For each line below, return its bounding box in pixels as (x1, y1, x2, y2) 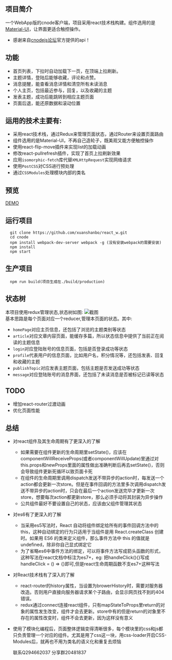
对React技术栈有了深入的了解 (12, 572, 75, 578)
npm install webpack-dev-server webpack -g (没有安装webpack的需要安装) (10, 240, 162, 246)
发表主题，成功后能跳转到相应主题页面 (12, 93, 94, 100)
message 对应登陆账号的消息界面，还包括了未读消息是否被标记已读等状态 (12, 371, 164, 378)
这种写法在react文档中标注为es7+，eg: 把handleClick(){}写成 (20, 554, 150, 561)
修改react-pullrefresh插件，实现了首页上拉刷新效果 (12, 150, 121, 157)
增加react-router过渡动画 (12, 401, 66, 407)
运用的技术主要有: (5, 117, 62, 125)
